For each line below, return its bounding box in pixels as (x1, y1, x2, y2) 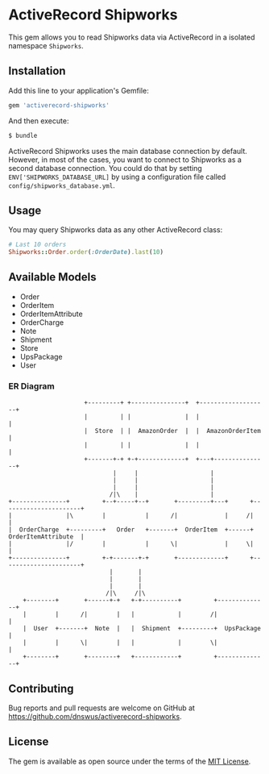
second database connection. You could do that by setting (8, 163, 203, 173)
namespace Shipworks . (8, 40, 85, 50)
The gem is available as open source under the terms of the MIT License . (8, 756, 251, 766)
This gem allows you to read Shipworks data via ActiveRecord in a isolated (8, 32, 255, 42)
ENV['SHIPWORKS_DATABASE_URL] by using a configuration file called (8, 172, 226, 181)
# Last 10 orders (8, 240, 67, 249)
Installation (8, 64, 66, 78)
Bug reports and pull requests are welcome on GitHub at (8, 703, 196, 713)
